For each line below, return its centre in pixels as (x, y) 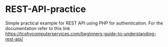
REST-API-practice (46, 9)
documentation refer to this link (38, 28)
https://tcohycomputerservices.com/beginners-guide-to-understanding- (81, 33)
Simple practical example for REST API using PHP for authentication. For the (84, 23)
